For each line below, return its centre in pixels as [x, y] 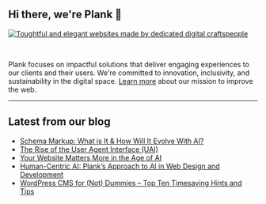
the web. [23, 89]
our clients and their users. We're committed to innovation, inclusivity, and [129, 73]
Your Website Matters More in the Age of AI [91, 157]
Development [42, 174]
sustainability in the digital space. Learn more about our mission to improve [131, 81]
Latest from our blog [59, 122]
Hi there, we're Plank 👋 [65, 15]
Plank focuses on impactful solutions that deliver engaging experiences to [129, 64]
